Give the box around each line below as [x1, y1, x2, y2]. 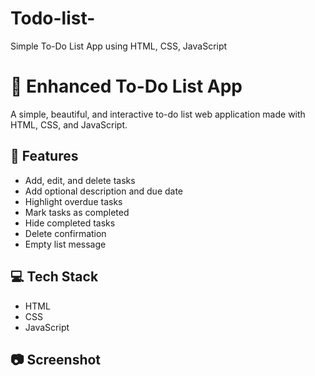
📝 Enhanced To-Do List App [10, 75, 243, 98]
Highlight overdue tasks [24, 195, 123, 207]
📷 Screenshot [10, 351, 102, 368]
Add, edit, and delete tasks [24, 174, 136, 186]
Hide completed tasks [24, 217, 116, 229]
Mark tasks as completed [24, 206, 130, 218]
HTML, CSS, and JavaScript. [10, 118, 128, 131]
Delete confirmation [24, 227, 107, 239]
